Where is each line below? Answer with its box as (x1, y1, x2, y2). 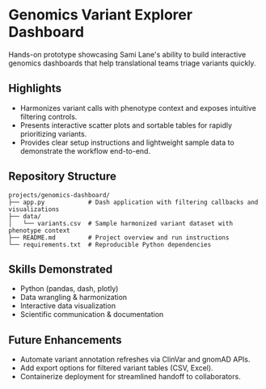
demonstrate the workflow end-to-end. (19, 146, 151, 155)
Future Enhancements (8, 333, 123, 347)
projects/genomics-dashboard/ (8, 191, 111, 199)
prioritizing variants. (19, 129, 87, 138)
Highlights (8, 82, 62, 95)
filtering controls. (19, 112, 78, 121)
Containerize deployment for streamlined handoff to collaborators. (19, 372, 241, 382)
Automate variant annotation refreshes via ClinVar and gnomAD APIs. (19, 354, 251, 365)
